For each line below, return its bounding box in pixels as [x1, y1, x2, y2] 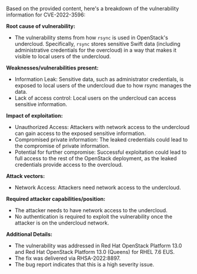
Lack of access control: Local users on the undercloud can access [14, 94, 177, 101]
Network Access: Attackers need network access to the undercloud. [14, 184, 181, 191]
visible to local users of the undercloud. [14, 53, 111, 60]
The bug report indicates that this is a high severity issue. [14, 261, 155, 268]
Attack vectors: [6, 173, 45, 179]
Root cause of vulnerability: [6, 23, 75, 29]
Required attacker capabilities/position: [6, 196, 106, 202]
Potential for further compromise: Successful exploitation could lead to [14, 148, 187, 156]
